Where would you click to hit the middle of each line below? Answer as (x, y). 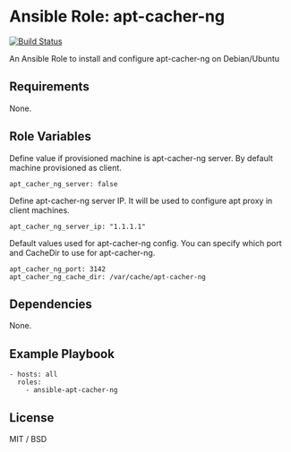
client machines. (39, 210)
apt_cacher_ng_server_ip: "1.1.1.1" (77, 226)
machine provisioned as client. (66, 167)
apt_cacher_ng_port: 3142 (57, 269)
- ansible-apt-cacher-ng (72, 390)
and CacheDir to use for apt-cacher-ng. (82, 252)
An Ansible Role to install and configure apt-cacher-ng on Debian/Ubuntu (145, 58)
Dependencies (51, 304)
